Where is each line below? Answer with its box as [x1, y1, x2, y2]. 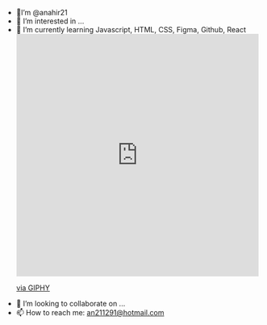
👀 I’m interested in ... [15, 16, 85, 26]
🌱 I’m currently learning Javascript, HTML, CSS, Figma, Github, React [15, 25, 246, 34]
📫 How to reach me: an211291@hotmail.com [15, 308, 165, 317]
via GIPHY [15, 283, 50, 293]
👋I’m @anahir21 [15, 8, 68, 17]
